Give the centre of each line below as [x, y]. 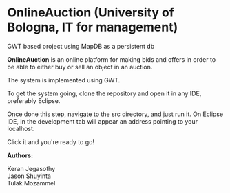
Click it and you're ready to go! [51, 141]
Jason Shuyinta [29, 176]
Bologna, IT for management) [93, 27]
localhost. [21, 128]
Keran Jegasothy [31, 168]
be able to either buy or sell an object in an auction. [80, 67]
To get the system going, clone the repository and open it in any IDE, [104, 93]
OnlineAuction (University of [91, 13]
